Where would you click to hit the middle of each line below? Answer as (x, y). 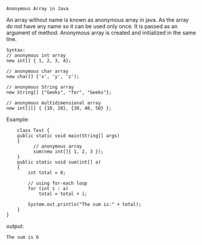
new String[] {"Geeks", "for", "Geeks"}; (59, 92)
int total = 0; (47, 173)
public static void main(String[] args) (68, 136)
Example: (18, 119)
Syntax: (16, 50)
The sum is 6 (23, 237)
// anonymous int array (36, 56)
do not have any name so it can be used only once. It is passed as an (92, 26)
